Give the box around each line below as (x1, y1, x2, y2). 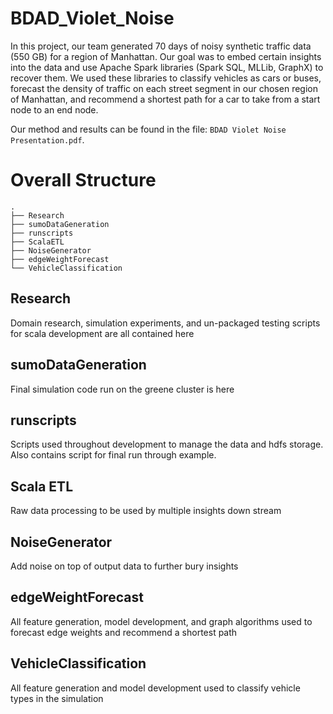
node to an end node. (10, 103, 99, 116)
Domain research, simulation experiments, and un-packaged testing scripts (10, 317, 321, 329)
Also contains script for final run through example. (10, 449, 217, 461)
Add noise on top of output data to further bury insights (10, 560, 239, 572)
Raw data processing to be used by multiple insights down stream (10, 505, 282, 517)
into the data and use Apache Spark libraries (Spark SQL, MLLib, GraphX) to (10, 61, 324, 73)
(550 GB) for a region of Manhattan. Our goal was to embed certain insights (10, 50, 322, 62)
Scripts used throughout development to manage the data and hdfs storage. (10, 438, 324, 451)
